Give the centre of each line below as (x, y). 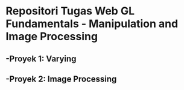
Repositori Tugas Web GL (70, 11)
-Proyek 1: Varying (41, 58)
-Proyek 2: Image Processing (61, 79)
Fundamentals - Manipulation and (92, 24)
